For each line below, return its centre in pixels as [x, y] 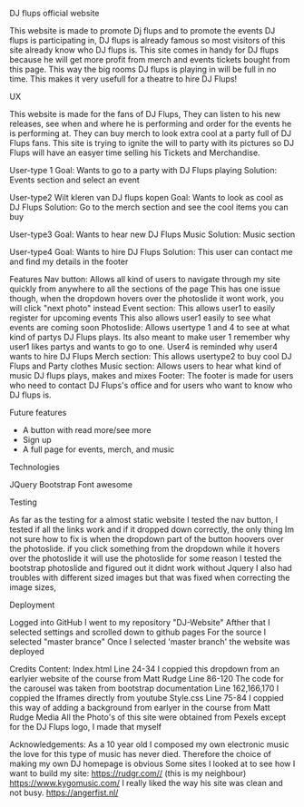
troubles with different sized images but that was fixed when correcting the [150, 577]
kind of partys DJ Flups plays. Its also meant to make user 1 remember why [150, 337]
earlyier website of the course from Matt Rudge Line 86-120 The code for [147, 679]
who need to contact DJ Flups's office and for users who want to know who [151, 385]
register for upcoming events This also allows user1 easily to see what [140, 318]
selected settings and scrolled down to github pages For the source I [138, 632]
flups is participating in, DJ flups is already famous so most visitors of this [147, 40]
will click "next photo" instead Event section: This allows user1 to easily [142, 308]
